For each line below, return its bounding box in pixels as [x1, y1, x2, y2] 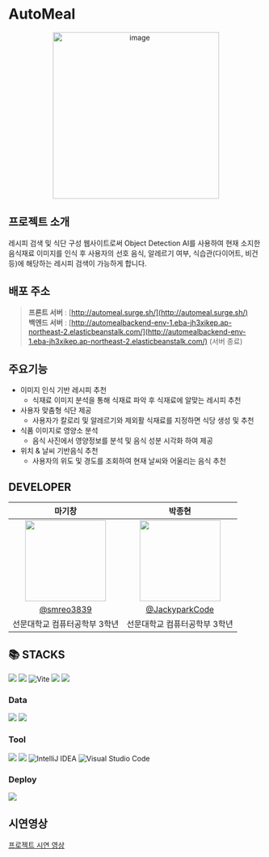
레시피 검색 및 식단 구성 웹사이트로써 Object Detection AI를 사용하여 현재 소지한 [8, 238, 261, 248]
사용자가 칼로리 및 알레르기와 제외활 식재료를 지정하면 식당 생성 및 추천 [32, 416, 254, 425]
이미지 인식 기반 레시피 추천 [19, 386, 107, 395]
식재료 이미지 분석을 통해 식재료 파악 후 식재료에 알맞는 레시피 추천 [32, 395, 242, 405]
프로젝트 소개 [8, 215, 70, 229]
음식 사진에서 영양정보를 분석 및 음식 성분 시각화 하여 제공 [32, 436, 214, 446]
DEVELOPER [8, 480, 71, 494]
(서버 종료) [209, 336, 243, 346]
